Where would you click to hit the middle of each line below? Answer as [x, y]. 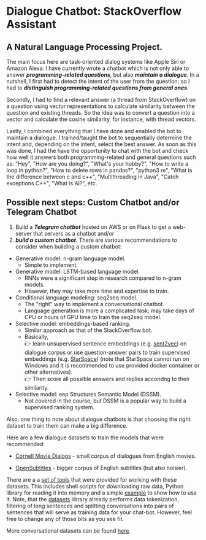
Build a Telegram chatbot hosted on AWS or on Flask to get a [93, 227]
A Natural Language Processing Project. [84, 47]
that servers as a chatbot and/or [74, 233]
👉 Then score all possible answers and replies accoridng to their [107, 379]
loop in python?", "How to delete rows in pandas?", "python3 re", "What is [99, 170]
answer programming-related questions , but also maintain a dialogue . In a [103, 75]
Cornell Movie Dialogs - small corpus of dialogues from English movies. [105, 456]
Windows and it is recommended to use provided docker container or [112, 365]
